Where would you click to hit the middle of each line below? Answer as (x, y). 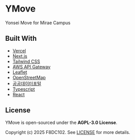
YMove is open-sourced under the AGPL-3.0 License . (61, 122)
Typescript (24, 89)
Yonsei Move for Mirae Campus (38, 23)
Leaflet (20, 72)
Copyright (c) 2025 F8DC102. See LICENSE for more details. (68, 132)
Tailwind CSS (26, 61)
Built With (21, 39)
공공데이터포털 (27, 83)
